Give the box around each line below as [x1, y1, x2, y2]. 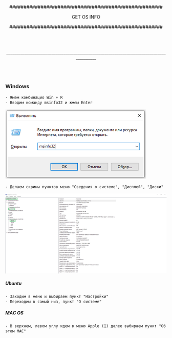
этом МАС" [5, 328, 27, 334]
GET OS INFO [71, 14, 101, 20]
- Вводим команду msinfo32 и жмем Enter [5, 100, 93, 106]
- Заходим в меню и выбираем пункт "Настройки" [5, 294, 109, 299]
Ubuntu [5, 281, 22, 287]
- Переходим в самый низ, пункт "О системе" [5, 299, 102, 304]
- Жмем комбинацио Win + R [5, 95, 63, 101]
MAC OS [5, 310, 24, 316]
